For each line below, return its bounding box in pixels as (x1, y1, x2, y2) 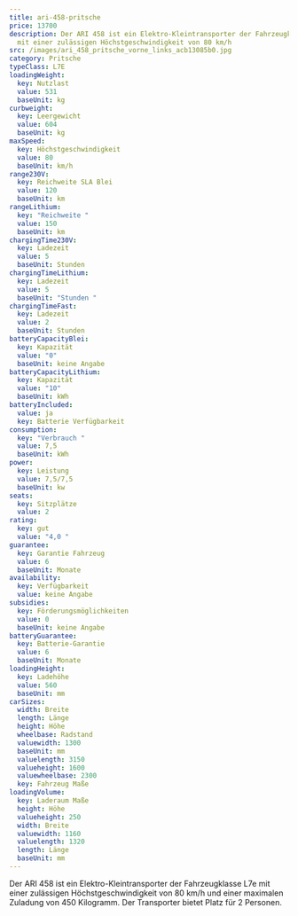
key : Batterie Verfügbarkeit (17, 417, 125, 426)
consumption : (9, 425, 58, 435)
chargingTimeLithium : (9, 269, 90, 278)
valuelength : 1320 (17, 837, 86, 847)
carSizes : (9, 697, 46, 706)
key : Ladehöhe (17, 672, 69, 681)
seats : (9, 491, 34, 500)
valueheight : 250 (17, 812, 82, 821)
